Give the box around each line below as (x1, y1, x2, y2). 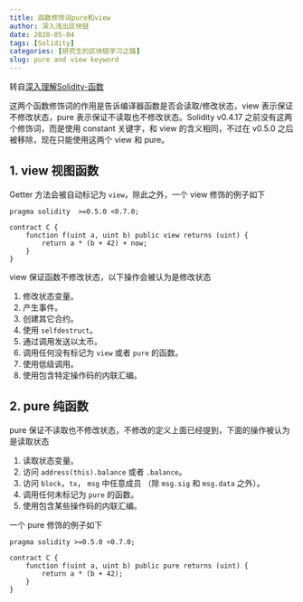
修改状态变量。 (22, 290, 79, 301)
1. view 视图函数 (9, 164, 99, 179)
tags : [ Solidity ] (9, 38, 75, 48)
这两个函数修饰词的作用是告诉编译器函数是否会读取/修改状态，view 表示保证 (9, 100, 294, 111)
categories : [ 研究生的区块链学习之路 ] (9, 47, 141, 56)
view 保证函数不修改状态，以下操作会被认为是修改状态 (9, 271, 212, 282)
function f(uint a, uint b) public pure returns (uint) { (25, 561, 249, 570)
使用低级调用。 (22, 358, 79, 369)
